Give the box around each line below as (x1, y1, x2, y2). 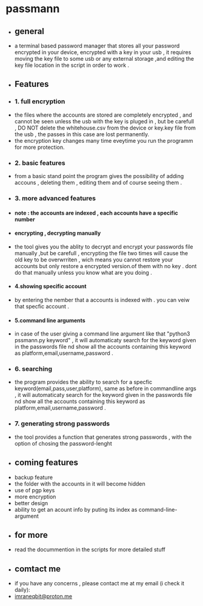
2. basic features (14, 159, 65, 167)
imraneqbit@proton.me (14, 593, 73, 600)
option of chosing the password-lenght (14, 439, 113, 447)
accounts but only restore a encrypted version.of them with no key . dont (14, 262, 197, 269)
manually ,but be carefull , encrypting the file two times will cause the (14, 249, 188, 257)
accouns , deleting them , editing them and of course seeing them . (14, 179, 182, 186)
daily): (14, 586, 31, 594)
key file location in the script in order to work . (14, 61, 130, 69)
